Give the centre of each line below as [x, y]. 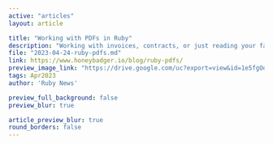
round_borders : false [45, 127]
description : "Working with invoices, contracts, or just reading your [132, 45]
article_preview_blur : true [56, 120]
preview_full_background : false [63, 98]
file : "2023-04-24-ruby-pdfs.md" [65, 53]
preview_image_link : [43, 68]
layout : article [36, 23]
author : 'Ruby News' [43, 83]
